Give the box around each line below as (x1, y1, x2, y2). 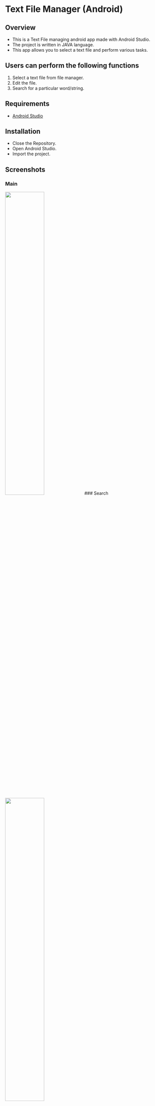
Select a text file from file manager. (12, 75, 84, 81)
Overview (5, 23, 36, 32)
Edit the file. (12, 80, 37, 86)
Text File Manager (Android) (5, 3, 123, 15)
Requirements (5, 99, 50, 108)
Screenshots (5, 165, 46, 174)
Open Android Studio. (12, 146, 57, 152)
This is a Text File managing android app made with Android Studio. (12, 36, 151, 42)
